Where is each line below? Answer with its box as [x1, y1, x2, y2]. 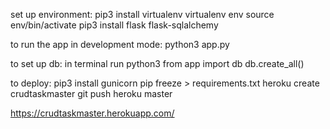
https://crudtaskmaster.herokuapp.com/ [10, 107, 175, 119]
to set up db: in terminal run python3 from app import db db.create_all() [10, 58, 305, 69]
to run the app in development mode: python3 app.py [10, 39, 230, 50]
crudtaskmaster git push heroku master [10, 88, 173, 99]
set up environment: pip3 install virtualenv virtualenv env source [10, 9, 275, 20]
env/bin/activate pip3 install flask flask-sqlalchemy [10, 19, 219, 31]
